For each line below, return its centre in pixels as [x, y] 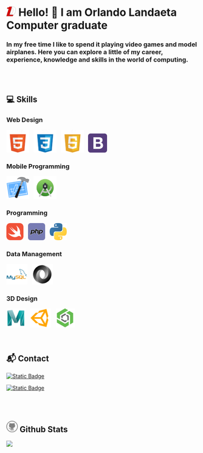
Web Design [25, 119]
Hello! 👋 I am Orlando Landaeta [98, 12]
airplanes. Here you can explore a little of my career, [84, 52]
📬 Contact [28, 358]
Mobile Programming [38, 166]
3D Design [22, 298]
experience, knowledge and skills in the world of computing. [97, 60]
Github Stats [43, 429]
